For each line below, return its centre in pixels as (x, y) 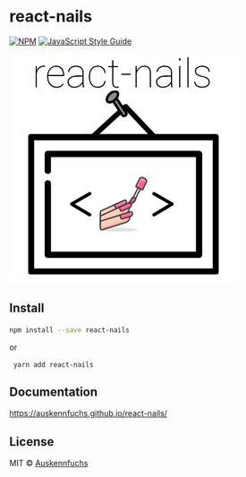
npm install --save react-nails (69, 330)
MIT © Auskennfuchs (49, 464)
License (32, 442)
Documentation (54, 392)
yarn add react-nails (53, 364)
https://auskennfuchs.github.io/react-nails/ (89, 413)
